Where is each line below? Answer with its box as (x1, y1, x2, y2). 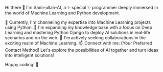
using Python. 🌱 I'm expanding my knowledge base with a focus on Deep (5, 25, 153, 30)
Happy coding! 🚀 (5, 62, 39, 67)
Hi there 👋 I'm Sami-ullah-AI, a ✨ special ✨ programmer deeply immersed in (5, 5, 158, 10)
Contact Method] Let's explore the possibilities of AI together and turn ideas (5, 47, 159, 53)
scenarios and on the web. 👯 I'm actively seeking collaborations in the (5, 35, 146, 41)
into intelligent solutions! (5, 52, 54, 58)
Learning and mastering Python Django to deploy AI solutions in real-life (5, 29, 150, 35)
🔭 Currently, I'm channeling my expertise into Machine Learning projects (5, 19, 151, 25)
